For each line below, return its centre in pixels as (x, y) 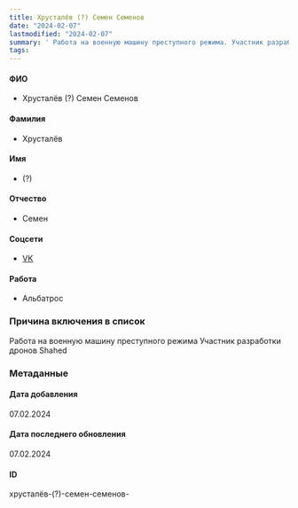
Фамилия (27, 118)
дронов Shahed (39, 350)
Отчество (28, 199)
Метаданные (39, 373)
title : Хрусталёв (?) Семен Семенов (77, 17)
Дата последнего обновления (67, 434)
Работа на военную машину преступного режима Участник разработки (145, 340)
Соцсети (26, 238)
